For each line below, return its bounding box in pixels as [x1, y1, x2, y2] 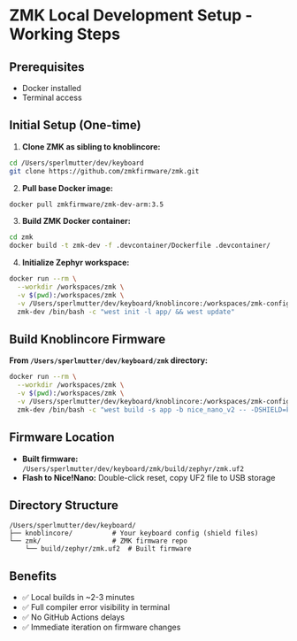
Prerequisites [9, 59, 85, 74]
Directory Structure [9, 498, 119, 513]
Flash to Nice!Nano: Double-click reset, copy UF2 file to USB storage [21, 472, 276, 483]
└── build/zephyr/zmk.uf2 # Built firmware [25, 544, 192, 553]
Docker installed [21, 83, 82, 93]
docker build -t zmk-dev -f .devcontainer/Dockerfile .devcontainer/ [9, 241, 271, 251]
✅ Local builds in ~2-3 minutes [21, 592, 135, 603]
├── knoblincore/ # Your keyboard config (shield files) [9, 529, 259, 538]
